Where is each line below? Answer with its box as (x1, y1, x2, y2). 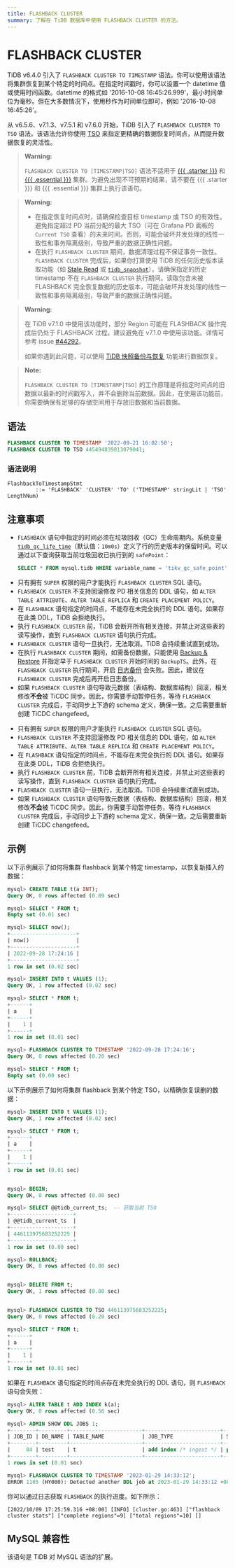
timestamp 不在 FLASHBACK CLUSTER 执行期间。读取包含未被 (34, 274, 204, 282)
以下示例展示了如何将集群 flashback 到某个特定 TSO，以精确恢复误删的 (7, 1086, 213, 1094)
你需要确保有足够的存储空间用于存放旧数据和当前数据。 (24, 398, 184, 407)
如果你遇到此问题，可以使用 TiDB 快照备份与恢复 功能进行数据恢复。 (24, 352, 222, 360)
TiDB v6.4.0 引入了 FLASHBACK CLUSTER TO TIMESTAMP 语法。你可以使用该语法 (7, 71, 226, 79)
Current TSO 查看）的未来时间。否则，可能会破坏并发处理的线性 (34, 230, 219, 239)
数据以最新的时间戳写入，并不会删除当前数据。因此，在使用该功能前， (24, 389, 227, 398)
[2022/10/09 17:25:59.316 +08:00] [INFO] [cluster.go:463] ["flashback (7, 1506, 220, 1513)
